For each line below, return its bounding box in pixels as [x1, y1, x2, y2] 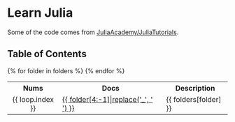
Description [175, 83, 215, 93]
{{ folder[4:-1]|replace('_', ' [62, 94, 153, 104]
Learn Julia [7, 5, 73, 21]
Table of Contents [7, 48, 87, 60]
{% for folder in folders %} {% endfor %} [7, 66, 125, 75]
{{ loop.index [12, 94, 55, 104]
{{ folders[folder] [166, 94, 222, 104]
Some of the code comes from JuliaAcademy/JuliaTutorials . [7, 28, 179, 36]
